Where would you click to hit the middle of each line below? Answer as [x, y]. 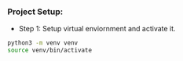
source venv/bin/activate [49, 50]
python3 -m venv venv [43, 43]
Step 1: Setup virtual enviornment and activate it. [97, 29]
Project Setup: [35, 12]
